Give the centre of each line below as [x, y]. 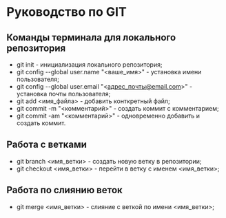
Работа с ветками [47, 145]
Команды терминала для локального [91, 37]
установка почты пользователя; [63, 94]
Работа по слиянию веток [65, 190]
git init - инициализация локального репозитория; [89, 65]
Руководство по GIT [66, 12]
